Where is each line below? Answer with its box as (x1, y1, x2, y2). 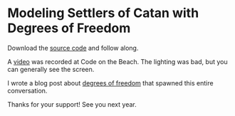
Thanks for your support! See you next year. (7, 100, 137, 108)
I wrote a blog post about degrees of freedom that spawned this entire (7, 78, 214, 87)
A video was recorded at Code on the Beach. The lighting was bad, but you (7, 57, 228, 65)
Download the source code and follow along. (7, 43, 139, 52)
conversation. (7, 86, 48, 95)
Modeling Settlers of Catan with (7, 5, 199, 21)
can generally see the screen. (7, 65, 95, 73)
